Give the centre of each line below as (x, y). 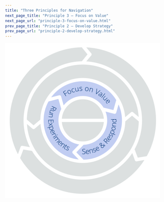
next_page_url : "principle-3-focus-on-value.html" (58, 21)
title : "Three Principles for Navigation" (49, 10)
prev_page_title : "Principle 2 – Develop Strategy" (59, 26)
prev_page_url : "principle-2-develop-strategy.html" (60, 31)
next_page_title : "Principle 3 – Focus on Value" (57, 15)
